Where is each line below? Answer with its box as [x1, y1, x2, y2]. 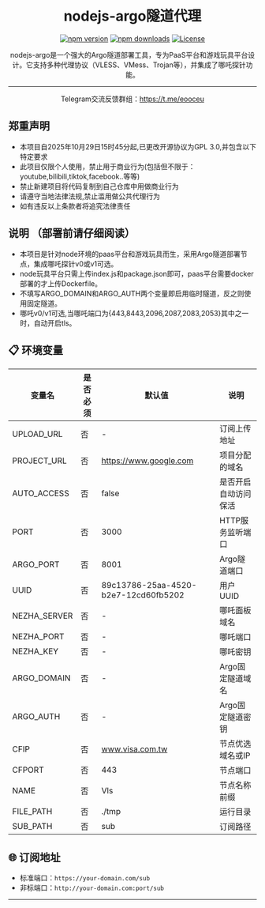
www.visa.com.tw [101, 744, 168, 755]
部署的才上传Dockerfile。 [19, 278, 103, 288]
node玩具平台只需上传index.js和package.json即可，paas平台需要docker [19, 269, 254, 278]
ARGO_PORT [12, 559, 60, 570]
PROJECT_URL [12, 455, 67, 466]
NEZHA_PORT [12, 631, 65, 642]
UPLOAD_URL [12, 428, 63, 439]
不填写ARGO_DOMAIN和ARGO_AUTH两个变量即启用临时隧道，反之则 [19, 288, 244, 298]
